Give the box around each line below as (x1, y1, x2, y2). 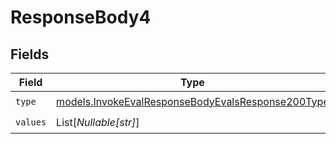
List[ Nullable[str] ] (56, 115, 140, 129)
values (15, 116, 47, 128)
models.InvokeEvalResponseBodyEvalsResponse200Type (56, 94, 330, 108)
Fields (10, 46, 50, 63)
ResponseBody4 (10, 6, 152, 29)
